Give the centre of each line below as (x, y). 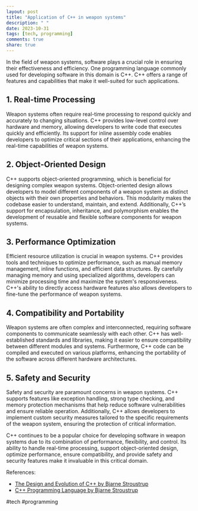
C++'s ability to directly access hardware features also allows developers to (99, 288)
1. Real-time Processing (51, 100)
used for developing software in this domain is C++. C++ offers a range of (97, 75)
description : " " (28, 23)
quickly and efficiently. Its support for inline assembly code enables (89, 133)
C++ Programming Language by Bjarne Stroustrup (76, 490)
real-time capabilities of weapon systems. (57, 145)
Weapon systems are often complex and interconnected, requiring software (99, 327)
